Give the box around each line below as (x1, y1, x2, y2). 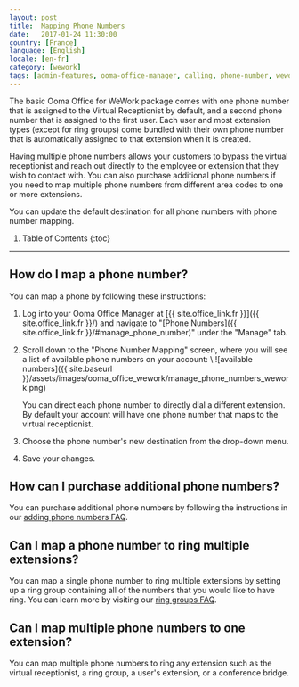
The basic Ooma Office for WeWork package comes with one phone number (9, 95, 290, 106)
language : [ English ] (9, 46, 86, 55)
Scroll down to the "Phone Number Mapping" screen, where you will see (21, 344, 288, 355)
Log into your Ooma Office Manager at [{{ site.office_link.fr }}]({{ (21, 308, 260, 319)
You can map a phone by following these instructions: (9, 291, 206, 302)
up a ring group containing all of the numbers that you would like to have (9, 585, 276, 596)
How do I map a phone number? (9, 267, 189, 282)
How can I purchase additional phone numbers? (9, 478, 280, 493)
